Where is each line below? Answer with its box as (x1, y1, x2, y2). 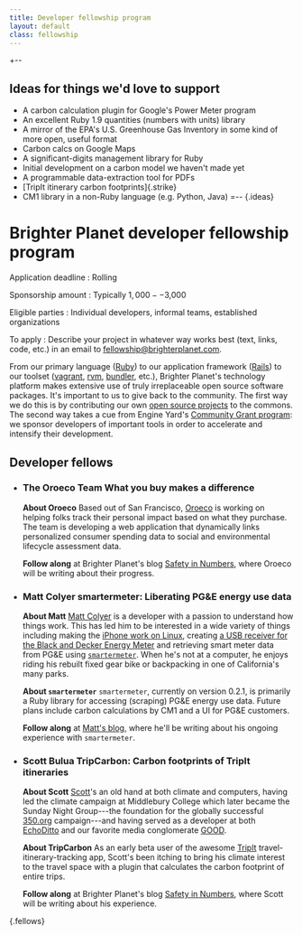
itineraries (22, 766, 69, 779)
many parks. (22, 669, 69, 679)
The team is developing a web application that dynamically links (22, 521, 260, 532)
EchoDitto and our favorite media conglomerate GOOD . (22, 825, 227, 836)
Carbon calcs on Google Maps (22, 144, 136, 154)
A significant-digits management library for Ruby (22, 153, 204, 164)
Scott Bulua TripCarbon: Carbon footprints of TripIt (22, 755, 251, 768)
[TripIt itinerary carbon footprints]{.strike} (22, 182, 178, 192)
